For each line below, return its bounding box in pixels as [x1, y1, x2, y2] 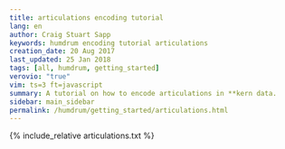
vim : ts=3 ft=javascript [9, 80, 103, 89]
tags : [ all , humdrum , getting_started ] [9, 64, 160, 73]
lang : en [9, 22, 43, 31]
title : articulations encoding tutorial [9, 13, 165, 23]
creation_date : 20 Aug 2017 [9, 47, 116, 56]
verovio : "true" [9, 72, 71, 81]
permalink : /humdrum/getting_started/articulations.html [9, 106, 229, 115]
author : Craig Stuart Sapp [9, 30, 111, 39]
